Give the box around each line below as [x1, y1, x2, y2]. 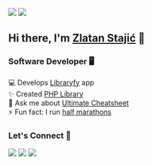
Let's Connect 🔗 [8, 130, 72, 141]
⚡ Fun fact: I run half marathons [8, 107, 111, 116]
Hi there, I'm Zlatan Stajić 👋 [8, 32, 146, 45]
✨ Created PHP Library [8, 88, 84, 99]
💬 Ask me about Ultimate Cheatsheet [8, 98, 130, 108]
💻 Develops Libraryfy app [8, 77, 95, 87]
